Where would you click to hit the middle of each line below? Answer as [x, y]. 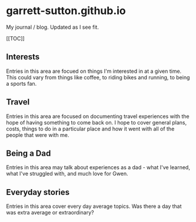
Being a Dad [29, 153]
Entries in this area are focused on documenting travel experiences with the [98, 116]
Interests [23, 57]
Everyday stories [38, 192]
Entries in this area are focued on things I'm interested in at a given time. [94, 71]
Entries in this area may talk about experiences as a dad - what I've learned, [98, 167]
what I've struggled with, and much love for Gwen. [67, 174]
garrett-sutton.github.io [66, 11]
